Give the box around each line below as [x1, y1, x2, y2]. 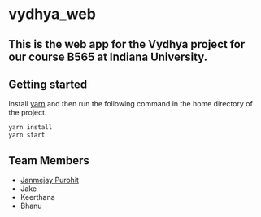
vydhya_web [8, 5, 96, 24]
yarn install [8, 124, 53, 132]
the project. [8, 107, 47, 118]
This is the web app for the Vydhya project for [8, 37, 246, 51]
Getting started [8, 77, 88, 91]
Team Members [8, 154, 89, 167]
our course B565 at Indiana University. [8, 50, 208, 63]
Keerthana [20, 192, 55, 202]
